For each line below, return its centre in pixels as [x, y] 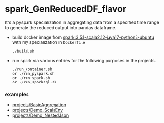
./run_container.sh [32, 69]
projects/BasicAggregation [39, 105]
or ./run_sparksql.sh [34, 82]
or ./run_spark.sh [31, 78]
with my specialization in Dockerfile [49, 42]
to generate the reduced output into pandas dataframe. [61, 27]
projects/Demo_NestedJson [41, 115]
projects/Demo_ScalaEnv [38, 110]
